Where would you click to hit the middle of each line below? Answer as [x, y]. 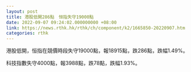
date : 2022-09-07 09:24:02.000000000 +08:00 [61, 22]
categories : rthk [27, 33]
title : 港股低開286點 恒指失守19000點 [50, 17]
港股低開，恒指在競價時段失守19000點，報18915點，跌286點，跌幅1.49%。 [97, 51]
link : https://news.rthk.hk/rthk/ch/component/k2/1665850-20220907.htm [95, 28]
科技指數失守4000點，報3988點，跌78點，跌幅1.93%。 [73, 63]
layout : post [22, 11]
